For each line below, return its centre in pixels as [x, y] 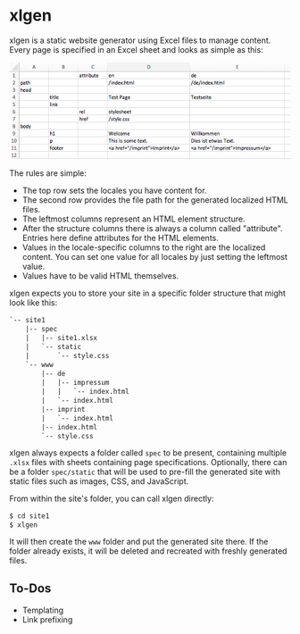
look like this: [33, 302]
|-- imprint [64, 409]
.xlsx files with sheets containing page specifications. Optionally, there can [148, 462]
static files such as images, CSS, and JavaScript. [99, 481]
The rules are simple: [48, 173]
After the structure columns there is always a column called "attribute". [152, 228]
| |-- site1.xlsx [62, 338]
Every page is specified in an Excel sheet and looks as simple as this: [136, 49]
